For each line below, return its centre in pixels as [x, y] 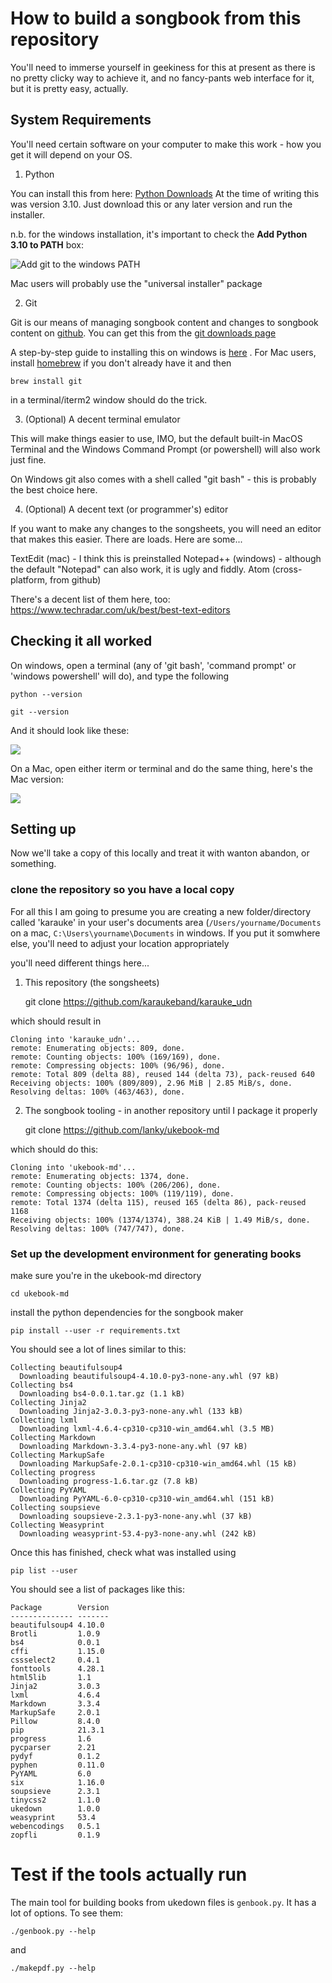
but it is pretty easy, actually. [69, 88]
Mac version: [37, 779]
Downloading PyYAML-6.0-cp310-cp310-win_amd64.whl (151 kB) [147, 1498]
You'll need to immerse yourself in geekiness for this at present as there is [163, 67]
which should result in [56, 1021]
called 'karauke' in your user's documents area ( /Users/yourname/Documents [166, 922]
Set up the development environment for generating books [156, 1254]
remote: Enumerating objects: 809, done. [98, 1048]
